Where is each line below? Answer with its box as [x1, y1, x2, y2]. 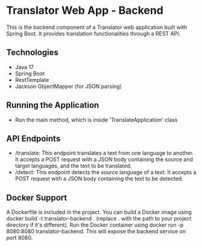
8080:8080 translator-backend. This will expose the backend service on [6, 228, 186, 235]
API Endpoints [6, 133, 61, 143]
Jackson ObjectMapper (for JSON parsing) [14, 83, 122, 90]
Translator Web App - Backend [6, 4, 164, 17]
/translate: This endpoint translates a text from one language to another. [14, 149, 194, 157]
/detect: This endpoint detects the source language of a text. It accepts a [14, 169, 197, 176]
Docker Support [6, 192, 68, 202]
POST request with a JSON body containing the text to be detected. [14, 175, 184, 183]
